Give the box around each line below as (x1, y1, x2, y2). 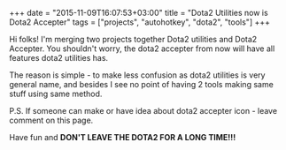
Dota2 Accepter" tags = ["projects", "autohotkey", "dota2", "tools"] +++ (9, 17, 270, 27)
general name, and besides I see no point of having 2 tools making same (9, 79, 274, 89)
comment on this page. (9, 115, 94, 125)
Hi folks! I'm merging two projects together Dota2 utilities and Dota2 (9, 34, 258, 44)
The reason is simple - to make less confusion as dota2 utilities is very (9, 70, 266, 80)
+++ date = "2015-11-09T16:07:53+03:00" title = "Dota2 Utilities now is (9, 8, 268, 18)
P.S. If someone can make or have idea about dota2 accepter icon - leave (9, 106, 277, 116)
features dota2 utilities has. (9, 53, 109, 63)
